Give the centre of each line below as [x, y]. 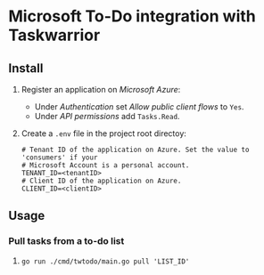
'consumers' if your [59, 158]
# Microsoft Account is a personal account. [105, 166]
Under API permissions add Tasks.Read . [107, 116]
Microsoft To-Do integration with [132, 16]
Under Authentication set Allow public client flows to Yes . [139, 107]
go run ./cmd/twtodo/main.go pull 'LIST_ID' [105, 261]
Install [26, 68]
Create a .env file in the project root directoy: [103, 133]
